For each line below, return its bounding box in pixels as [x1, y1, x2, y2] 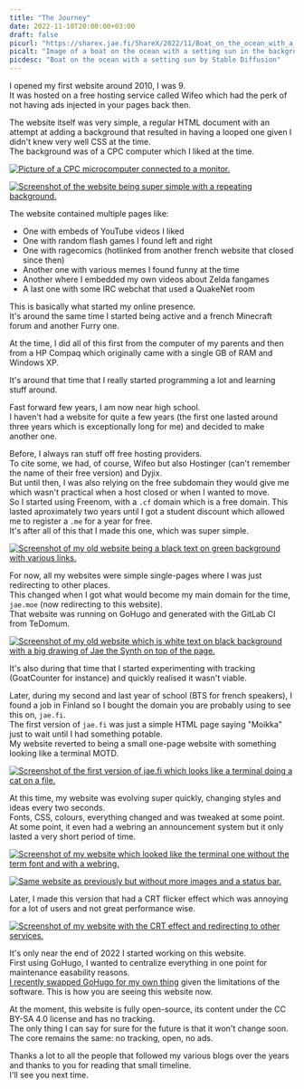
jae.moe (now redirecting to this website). [9, 599, 163, 610]
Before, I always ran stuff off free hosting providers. [9, 448, 203, 458]
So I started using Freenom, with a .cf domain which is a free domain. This [9, 496, 289, 507]
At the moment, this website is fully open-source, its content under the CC [9, 1004, 287, 1015]
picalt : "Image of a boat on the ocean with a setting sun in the [9, 47, 265, 56]
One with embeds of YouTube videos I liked [22, 226, 185, 236]
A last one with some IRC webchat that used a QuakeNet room [22, 284, 255, 294]
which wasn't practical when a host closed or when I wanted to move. [9, 487, 270, 497]
